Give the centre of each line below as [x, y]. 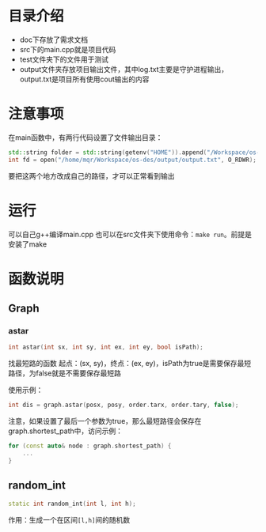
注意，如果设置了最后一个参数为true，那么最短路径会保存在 [105, 421]
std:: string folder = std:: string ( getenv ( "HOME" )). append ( [108, 152]
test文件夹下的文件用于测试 [64, 59]
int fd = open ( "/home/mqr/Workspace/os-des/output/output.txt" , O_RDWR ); [133, 160]
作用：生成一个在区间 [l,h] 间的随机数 [69, 519]
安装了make [28, 244]
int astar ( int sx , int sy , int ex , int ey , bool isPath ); [106, 347]
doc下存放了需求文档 [54, 40]
